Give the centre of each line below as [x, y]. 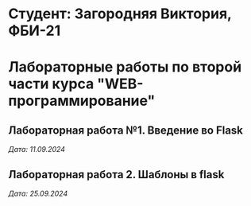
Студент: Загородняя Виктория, [120, 14]
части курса [51, 84]
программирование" [82, 101]
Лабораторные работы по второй [125, 67]
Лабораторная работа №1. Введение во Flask [126, 130]
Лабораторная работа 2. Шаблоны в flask [116, 175]
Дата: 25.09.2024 [38, 193]
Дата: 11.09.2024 [37, 150]
